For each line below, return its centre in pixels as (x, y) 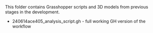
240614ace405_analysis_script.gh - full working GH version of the (79, 21)
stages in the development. (33, 12)
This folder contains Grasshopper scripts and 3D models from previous (76, 7)
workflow (22, 26)
